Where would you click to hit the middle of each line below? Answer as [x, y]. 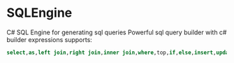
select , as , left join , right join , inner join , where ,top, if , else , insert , [111, 52]
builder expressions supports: [49, 39]
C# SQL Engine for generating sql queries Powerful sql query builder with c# [117, 32]
